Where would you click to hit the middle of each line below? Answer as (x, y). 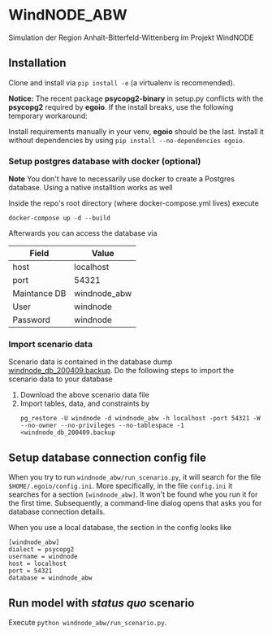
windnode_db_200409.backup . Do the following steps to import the (121, 371)
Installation (37, 63)
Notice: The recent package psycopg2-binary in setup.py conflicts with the (136, 98)
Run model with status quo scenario (101, 603)
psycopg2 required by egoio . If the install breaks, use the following (121, 107)
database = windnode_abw (50, 578)
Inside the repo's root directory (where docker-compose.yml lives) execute (134, 203)
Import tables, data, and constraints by (85, 403)
